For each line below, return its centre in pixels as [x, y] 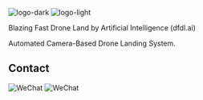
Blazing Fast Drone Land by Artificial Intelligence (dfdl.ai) [102, 28]
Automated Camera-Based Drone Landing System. [92, 43]
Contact [29, 68]
